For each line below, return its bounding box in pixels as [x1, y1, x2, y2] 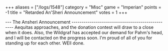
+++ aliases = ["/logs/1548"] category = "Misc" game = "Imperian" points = [5, 4, 161, 10]
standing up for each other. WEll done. [5, 40, 85, 46]
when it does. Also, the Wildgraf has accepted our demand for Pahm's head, [5, 30, 163, 35]
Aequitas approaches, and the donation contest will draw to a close [14, 24, 154, 30]
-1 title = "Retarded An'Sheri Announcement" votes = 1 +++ [5, 9, 128, 15]
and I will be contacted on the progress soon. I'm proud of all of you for [5, 35, 152, 41]
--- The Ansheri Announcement [5, 19, 71, 25]
